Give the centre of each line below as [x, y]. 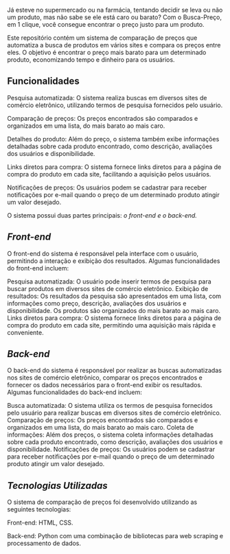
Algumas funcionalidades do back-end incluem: [74, 392]
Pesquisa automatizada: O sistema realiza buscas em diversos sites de [107, 97]
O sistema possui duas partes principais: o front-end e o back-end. [102, 215]
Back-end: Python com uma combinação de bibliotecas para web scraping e [115, 536]
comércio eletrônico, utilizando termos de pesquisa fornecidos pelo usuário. [115, 105]
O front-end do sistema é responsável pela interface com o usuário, [103, 253]
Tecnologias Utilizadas [57, 486]
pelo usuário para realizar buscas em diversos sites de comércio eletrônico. [114, 413]
